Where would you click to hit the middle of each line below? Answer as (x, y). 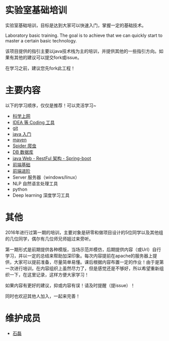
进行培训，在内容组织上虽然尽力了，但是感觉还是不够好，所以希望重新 (87, 268)
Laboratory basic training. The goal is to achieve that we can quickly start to (84, 35)
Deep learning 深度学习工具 (41, 195)
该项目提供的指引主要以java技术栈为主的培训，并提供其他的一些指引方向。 (82, 51)
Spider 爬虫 (24, 146)
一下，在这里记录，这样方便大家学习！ (49, 274)
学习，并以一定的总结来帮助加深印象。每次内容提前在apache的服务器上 (79, 256)
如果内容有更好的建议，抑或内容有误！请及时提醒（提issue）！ (70, 285)
